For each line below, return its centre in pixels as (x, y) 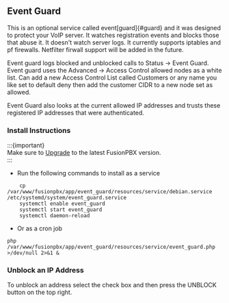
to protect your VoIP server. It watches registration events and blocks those (113, 35)
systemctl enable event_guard (63, 204)
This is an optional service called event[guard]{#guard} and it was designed (114, 27)
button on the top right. (40, 292)
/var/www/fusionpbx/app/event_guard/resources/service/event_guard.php (111, 247)
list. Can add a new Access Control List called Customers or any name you (112, 77)
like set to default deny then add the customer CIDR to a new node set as (110, 84)
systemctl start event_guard (61, 210)
